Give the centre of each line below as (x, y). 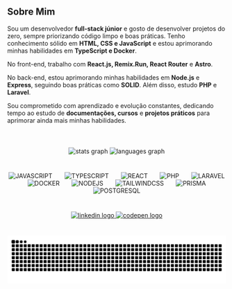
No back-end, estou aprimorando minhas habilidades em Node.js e (103, 77)
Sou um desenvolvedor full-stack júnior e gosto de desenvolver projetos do (116, 28)
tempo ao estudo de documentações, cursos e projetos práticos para (109, 113)
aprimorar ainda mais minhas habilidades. (67, 120)
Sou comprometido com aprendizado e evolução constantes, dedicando (110, 105)
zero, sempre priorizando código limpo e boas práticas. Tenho (96, 36)
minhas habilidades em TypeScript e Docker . (72, 51)
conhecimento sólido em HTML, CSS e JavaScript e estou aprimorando (110, 43)
